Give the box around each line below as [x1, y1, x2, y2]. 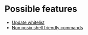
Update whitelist [11, 19, 45, 25]
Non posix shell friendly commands [11, 24, 84, 30]
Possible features [4, 3, 78, 15]
